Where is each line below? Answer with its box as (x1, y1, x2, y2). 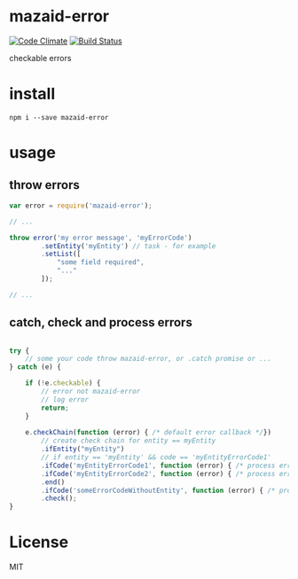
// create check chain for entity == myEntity (41, 436, 216, 445)
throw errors (9, 177, 80, 192)
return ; (41, 403, 69, 412)
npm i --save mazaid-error (9, 113, 109, 121)
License (9, 532, 69, 552)
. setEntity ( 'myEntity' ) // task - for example (41, 241, 216, 250)
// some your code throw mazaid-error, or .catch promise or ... (25, 355, 272, 364)
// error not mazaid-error (41, 387, 141, 396)
